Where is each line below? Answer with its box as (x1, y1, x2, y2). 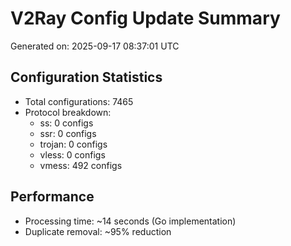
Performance (10, 188, 95, 206)
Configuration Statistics (10, 69, 163, 86)
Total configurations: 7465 (24, 95, 134, 107)
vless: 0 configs (39, 148, 106, 161)
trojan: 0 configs (39, 138, 108, 150)
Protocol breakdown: (24, 106, 112, 118)
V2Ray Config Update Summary (10, 7, 281, 30)
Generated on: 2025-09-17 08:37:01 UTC (10, 40, 180, 52)
